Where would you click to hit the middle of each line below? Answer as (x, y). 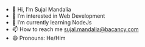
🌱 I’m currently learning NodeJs (52, 22)
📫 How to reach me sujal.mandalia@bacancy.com (75, 29)
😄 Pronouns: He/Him (39, 38)
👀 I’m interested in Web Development (58, 16)
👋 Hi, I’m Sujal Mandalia (41, 9)
